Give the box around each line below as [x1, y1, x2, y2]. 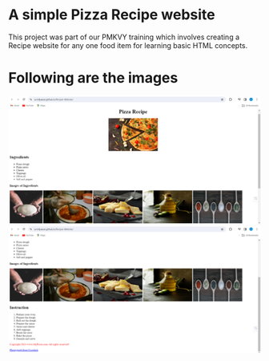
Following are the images [8, 69, 179, 87]
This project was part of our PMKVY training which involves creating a [8, 32, 240, 42]
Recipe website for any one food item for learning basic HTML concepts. [8, 40, 248, 50]
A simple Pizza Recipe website [8, 6, 216, 24]
